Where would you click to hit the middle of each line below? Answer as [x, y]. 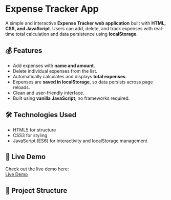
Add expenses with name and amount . [54, 65]
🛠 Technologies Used [41, 115]
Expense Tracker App [52, 9]
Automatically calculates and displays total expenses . [70, 76]
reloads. [21, 87]
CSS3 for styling [30, 135]
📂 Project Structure [36, 191]
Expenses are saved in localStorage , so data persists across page [83, 82]
